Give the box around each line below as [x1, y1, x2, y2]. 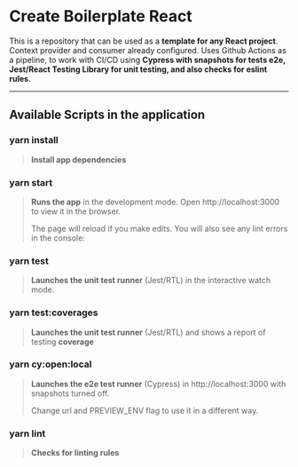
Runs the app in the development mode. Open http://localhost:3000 [30, 196, 280, 207]
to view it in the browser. [30, 206, 122, 217]
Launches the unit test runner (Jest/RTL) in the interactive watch [30, 275, 271, 286]
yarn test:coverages [9, 306, 99, 319]
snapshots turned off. [30, 388, 110, 399]
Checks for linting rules [30, 447, 120, 458]
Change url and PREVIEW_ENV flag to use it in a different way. [30, 405, 259, 416]
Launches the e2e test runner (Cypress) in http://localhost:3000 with [30, 378, 286, 389]
